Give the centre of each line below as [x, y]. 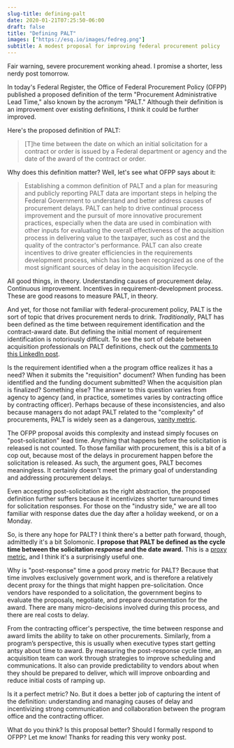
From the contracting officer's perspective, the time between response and [115, 628]
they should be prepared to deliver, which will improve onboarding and [109, 673]
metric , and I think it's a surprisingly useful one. [76, 557]
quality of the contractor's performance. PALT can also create [113, 245]
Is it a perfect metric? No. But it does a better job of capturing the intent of [114, 694]
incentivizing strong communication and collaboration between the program [116, 709]
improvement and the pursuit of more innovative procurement [113, 215]
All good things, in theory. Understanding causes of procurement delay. [110, 281]
